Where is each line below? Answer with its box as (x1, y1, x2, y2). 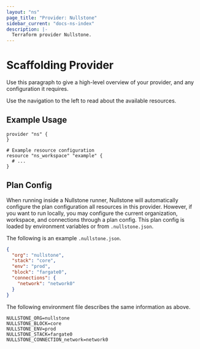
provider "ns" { (6, 131, 48, 137)
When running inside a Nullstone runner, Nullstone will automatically (6, 196, 179, 203)
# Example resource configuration (6, 147, 95, 154)
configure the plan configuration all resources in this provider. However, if (6, 203, 193, 210)
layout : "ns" (6, 9, 40, 15)
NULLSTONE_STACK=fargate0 (6, 331, 72, 337)
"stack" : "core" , (12, 257, 56, 264)
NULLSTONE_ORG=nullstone (6, 315, 70, 321)
